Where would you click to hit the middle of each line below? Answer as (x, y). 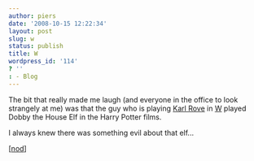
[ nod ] (18, 148)
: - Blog (23, 76)
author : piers (33, 16)
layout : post (31, 31)
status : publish (36, 46)
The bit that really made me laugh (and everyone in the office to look (123, 99)
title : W (23, 54)
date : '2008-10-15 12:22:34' (58, 24)
